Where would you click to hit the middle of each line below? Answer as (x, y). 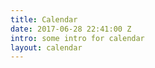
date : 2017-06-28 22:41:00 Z (71, 29)
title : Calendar (44, 19)
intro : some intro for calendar (77, 38)
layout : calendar (46, 47)
